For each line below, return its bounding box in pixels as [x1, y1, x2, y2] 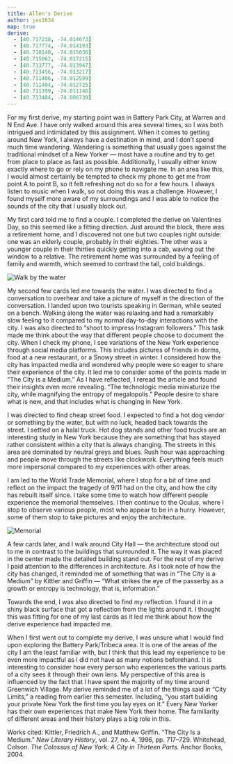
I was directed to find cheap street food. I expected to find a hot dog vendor [7, 411, 225, 419]
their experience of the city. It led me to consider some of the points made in [7, 368, 227, 376]
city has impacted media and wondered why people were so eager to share [7, 361, 224, 368]
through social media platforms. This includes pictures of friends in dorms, [7, 346, 221, 354]
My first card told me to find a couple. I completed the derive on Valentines [7, 216, 222, 223]
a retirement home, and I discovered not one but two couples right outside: [7, 230, 222, 238]
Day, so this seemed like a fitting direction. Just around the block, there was [7, 223, 225, 231]
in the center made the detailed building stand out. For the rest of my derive [7, 555, 224, 563]
